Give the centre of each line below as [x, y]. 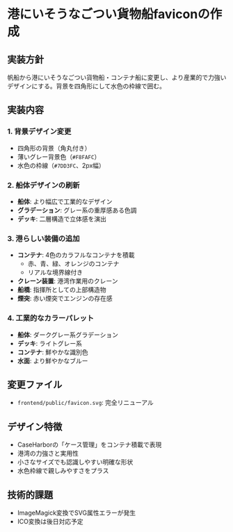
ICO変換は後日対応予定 [50, 522]
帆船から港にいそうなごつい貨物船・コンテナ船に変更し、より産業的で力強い [117, 77]
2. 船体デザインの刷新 [43, 185]
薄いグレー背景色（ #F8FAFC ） [59, 156]
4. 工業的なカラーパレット [51, 318]
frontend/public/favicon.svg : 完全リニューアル [86, 403]
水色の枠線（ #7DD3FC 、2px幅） [61, 165]
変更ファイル [35, 384]
